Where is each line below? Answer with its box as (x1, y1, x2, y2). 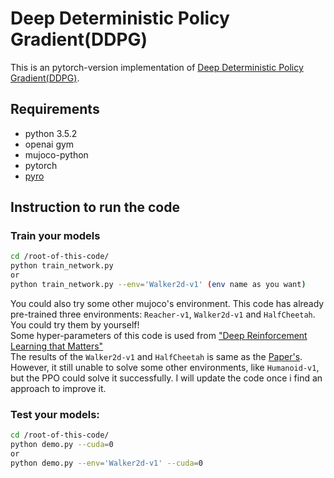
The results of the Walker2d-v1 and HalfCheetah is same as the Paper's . (10, 350, 303, 362)
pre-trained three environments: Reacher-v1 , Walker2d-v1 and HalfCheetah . (10, 308, 316, 320)
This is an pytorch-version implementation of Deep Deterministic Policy (10, 61, 304, 73)
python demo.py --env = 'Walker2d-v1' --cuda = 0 (10, 458, 203, 468)
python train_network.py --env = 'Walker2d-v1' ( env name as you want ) (10, 280, 307, 290)
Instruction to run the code (10, 199, 181, 216)
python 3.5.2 (24, 127, 78, 139)
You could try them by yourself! (10, 318, 140, 331)
